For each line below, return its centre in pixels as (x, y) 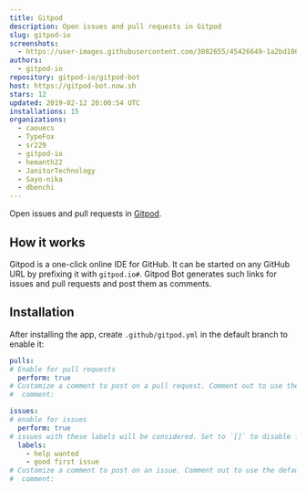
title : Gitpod (36, 18)
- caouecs (36, 129)
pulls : (22, 360)
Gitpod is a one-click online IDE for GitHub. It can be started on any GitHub (149, 264)
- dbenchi (36, 188)
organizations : (38, 120)
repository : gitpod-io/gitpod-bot (75, 78)
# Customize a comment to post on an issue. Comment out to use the (142, 471)
